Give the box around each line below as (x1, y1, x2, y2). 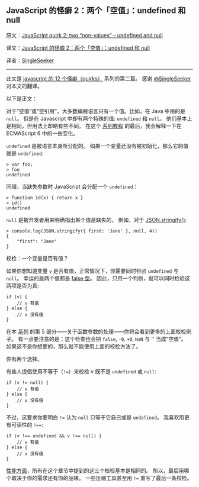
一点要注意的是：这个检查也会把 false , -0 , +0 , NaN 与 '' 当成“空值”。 (23, 335, 187, 342)
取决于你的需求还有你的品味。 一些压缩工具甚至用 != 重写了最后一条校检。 (11, 474, 192, 481)
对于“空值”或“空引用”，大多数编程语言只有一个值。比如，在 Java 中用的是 (6, 107, 185, 114)
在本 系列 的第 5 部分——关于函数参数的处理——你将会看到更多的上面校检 (6, 328, 187, 335)
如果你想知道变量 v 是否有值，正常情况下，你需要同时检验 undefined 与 (6, 267, 179, 274)
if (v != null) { (6, 379, 49, 386)
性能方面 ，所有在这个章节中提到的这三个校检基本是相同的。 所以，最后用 (6, 467, 184, 474)
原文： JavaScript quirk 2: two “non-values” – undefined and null (6, 31, 163, 38)
